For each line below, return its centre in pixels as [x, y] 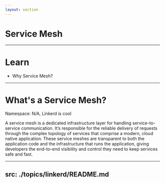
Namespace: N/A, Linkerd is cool [38, 114]
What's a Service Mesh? [56, 100]
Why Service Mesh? [32, 76]
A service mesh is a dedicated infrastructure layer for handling [68, 123]
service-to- [144, 123]
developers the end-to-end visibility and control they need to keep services [82, 149]
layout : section [22, 10]
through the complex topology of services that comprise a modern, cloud [79, 134]
